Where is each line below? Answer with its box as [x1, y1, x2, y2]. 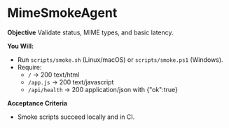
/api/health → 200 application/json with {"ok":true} [27, 85, 179, 94]
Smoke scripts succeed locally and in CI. [17, 113, 135, 121]
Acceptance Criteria [7, 98, 68, 107]
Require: [17, 63, 42, 71]
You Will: [7, 41, 34, 50]
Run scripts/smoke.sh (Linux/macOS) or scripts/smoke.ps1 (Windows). [17, 55, 223, 64]
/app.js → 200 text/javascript [27, 77, 114, 86]
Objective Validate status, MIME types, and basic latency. [7, 28, 174, 37]
